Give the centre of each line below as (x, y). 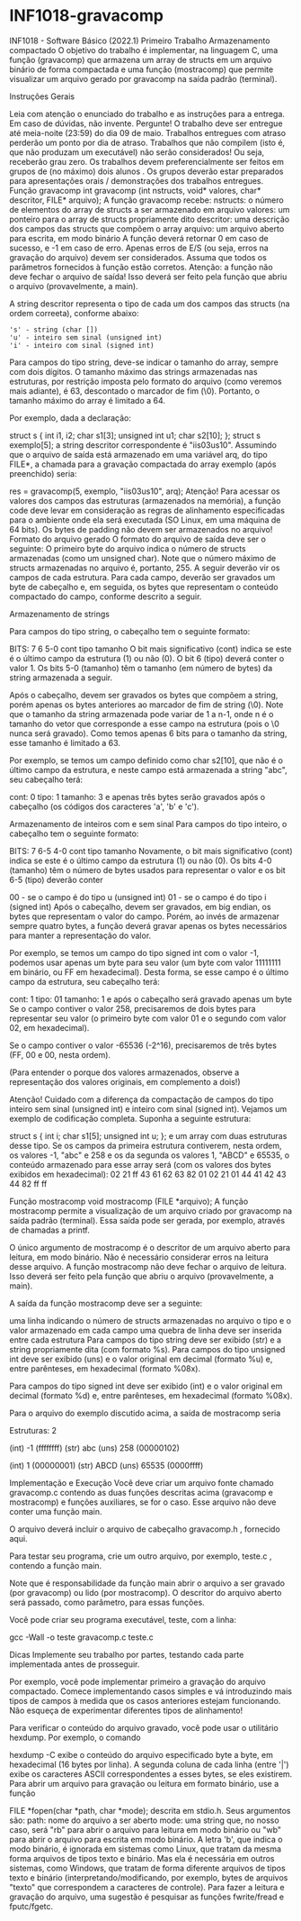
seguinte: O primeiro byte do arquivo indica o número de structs (128, 548)
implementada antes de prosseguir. (75, 1664)
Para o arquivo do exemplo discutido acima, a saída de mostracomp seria (145, 1413)
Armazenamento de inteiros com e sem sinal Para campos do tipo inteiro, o (148, 824)
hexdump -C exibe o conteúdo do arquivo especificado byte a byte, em (142, 1754)
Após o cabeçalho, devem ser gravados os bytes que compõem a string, (144, 695)
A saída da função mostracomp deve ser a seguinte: (106, 1303)
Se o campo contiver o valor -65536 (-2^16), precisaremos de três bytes (143, 1045)
